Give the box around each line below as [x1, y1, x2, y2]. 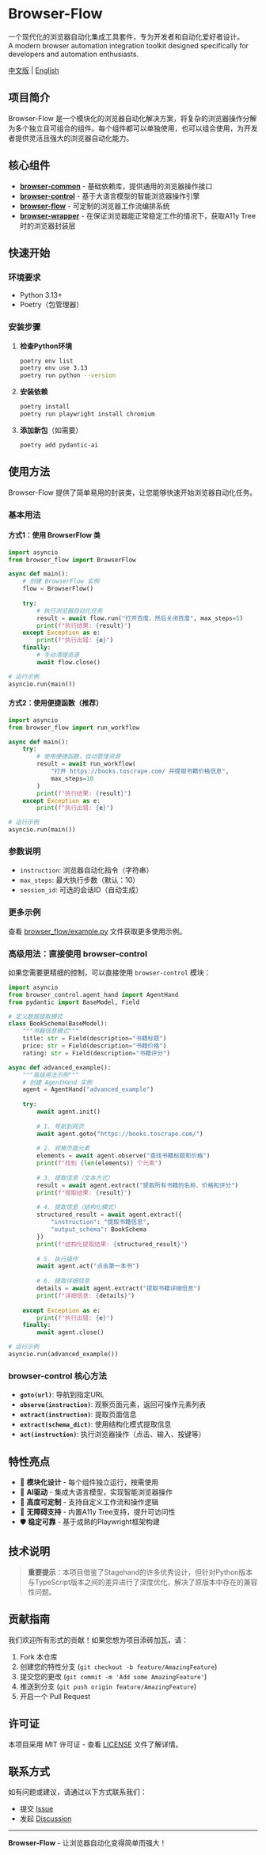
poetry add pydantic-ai [19, 441, 99, 449]
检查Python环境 [19, 341, 73, 351]
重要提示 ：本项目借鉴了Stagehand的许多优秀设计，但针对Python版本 [27, 1567, 253, 1576]
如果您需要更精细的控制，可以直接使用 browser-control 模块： [8, 967, 211, 977]
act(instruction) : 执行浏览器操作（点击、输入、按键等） [19, 1430, 206, 1439]
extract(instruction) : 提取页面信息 [19, 1410, 137, 1420]
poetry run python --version [19, 371, 116, 380]
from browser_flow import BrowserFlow [8, 556, 136, 564]
